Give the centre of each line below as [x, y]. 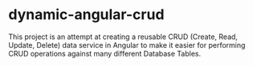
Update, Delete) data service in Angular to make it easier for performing [127, 45]
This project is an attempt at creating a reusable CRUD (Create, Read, [123, 37]
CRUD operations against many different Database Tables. [105, 53]
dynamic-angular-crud [86, 15]
